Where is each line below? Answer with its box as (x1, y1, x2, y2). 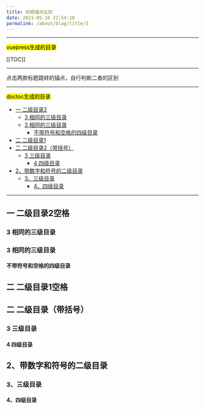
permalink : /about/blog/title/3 (6, 20, 88, 26)
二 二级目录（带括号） (6, 304, 88, 315)
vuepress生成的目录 (6, 43, 57, 51)
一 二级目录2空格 (6, 208, 70, 218)
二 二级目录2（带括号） (15, 144, 74, 152)
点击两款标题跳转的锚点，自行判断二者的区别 (6, 74, 119, 81)
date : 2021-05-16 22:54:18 (6, 15, 75, 21)
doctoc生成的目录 (6, 93, 51, 100)
